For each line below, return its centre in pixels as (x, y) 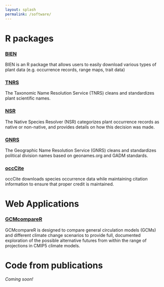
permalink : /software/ (28, 14)
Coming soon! (19, 279)
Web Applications (42, 204)
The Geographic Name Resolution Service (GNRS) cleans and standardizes (81, 150)
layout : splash (21, 10)
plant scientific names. (28, 98)
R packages (29, 39)
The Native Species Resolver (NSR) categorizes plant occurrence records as (82, 122)
